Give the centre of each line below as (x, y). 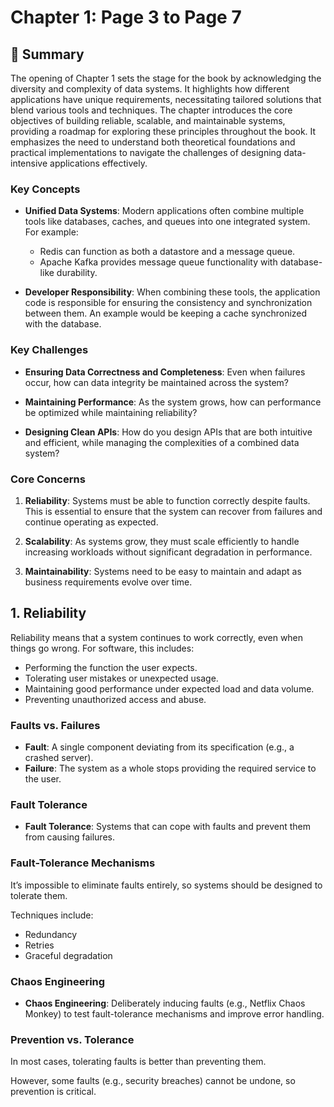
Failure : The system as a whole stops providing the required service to (170, 768)
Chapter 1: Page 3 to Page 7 (126, 17)
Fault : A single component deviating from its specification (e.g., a (159, 747)
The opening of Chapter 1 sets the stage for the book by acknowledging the (166, 78)
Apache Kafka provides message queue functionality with (158, 262)
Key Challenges (49, 350)
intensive (29, 163)
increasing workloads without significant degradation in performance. (168, 552)
